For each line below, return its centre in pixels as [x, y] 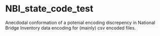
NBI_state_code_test [49, 9]
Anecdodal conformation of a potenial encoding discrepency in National [80, 22]
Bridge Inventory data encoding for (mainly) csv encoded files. [71, 27]
